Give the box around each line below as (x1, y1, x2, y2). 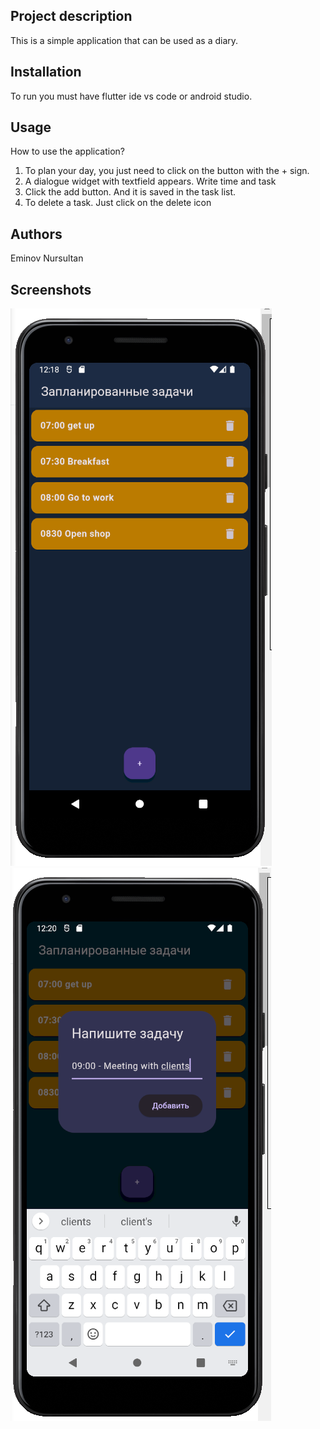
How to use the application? (10, 145, 126, 158)
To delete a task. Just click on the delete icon (24, 197, 212, 209)
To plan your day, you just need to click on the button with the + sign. (24, 165, 310, 177)
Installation (10, 64, 82, 81)
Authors (10, 225, 63, 243)
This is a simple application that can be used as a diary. (10, 34, 239, 46)
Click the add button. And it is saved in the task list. (24, 186, 237, 198)
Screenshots (10, 281, 92, 298)
